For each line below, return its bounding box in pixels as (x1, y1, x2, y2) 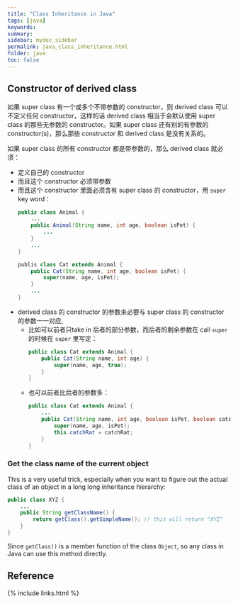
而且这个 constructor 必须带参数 (17, 176, 111, 185)
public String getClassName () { (20, 509, 115, 517)
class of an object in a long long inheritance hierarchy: (7, 483, 166, 491)
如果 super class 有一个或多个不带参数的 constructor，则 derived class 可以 (7, 102, 228, 111)
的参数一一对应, (17, 316, 64, 325)
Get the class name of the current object (7, 458, 149, 468)
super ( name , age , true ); (53, 361, 127, 368)
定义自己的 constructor (17, 168, 85, 176)
